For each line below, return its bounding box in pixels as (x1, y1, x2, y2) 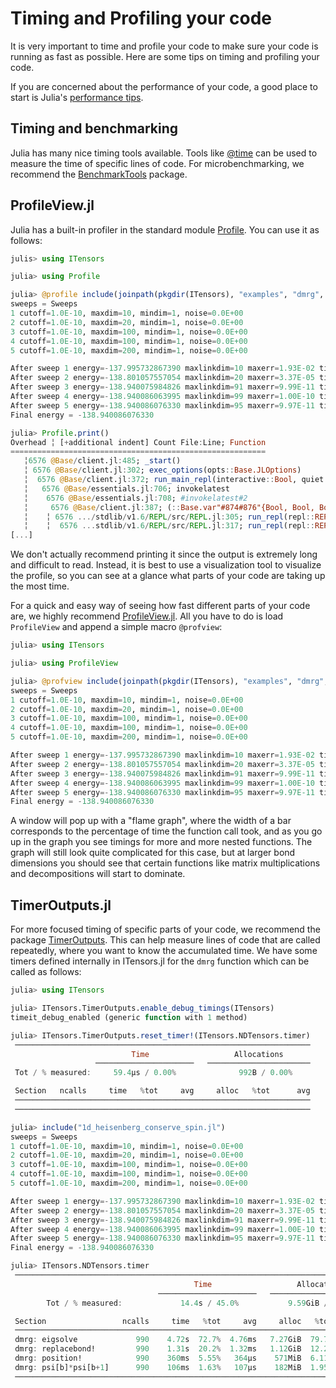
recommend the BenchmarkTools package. (10, 168, 188, 180)
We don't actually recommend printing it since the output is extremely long (10, 548, 318, 561)
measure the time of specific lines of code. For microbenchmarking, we (10, 157, 305, 169)
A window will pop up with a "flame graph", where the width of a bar (10, 815, 292, 827)
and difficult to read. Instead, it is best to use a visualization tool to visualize (10, 559, 322, 571)
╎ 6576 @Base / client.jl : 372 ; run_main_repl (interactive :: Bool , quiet (23, 475, 325, 485)
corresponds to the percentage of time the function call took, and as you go (10, 825, 323, 837)
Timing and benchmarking (10, 120, 179, 137)
